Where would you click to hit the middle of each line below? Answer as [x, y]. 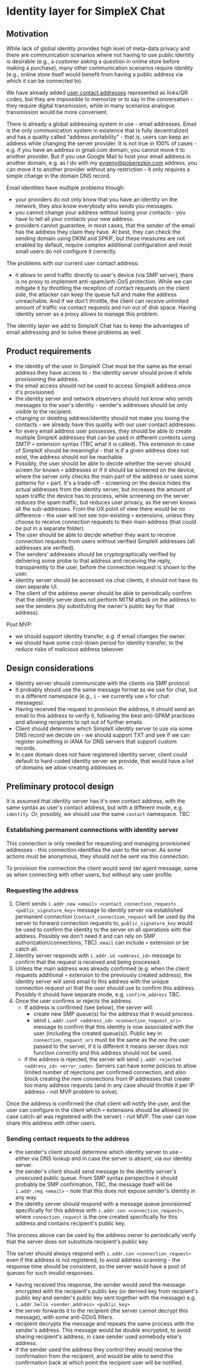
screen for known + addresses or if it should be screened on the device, [105, 470]
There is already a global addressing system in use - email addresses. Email [101, 124]
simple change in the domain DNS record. [59, 176]
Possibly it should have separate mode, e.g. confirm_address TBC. [98, 995]
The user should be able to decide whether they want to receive [95, 535]
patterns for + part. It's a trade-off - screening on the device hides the [103, 483]
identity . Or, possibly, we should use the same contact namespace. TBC [98, 814]
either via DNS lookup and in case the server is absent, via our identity [104, 1158]
